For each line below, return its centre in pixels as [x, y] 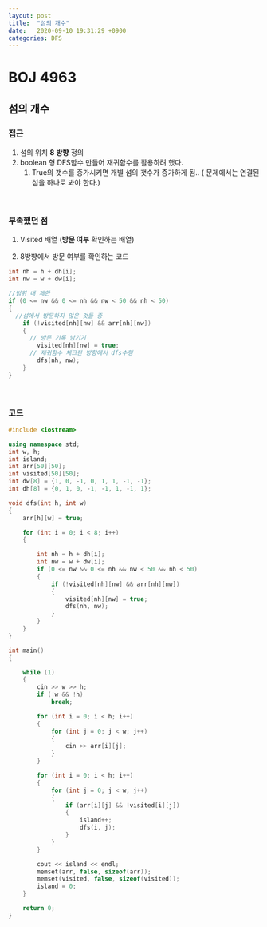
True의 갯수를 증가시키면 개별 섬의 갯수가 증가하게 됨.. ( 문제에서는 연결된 [145, 173]
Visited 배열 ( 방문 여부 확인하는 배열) [77, 240]
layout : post [30, 16]
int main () [26, 650]
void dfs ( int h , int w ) [48, 503]
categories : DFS [35, 38]
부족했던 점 [28, 221]
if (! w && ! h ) [60, 695]
